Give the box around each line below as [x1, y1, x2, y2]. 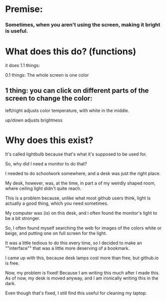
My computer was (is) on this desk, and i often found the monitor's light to [5, 210, 158, 216]
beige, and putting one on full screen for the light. [5, 230, 107, 236]
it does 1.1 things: [5, 62, 40, 68]
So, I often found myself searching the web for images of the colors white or [5, 225, 162, 231]
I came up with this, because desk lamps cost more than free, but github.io [5, 255, 159, 261]
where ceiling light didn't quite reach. [5, 185, 82, 191]
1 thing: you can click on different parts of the [5, 86, 149, 95]
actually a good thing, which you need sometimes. [5, 200, 109, 206]
